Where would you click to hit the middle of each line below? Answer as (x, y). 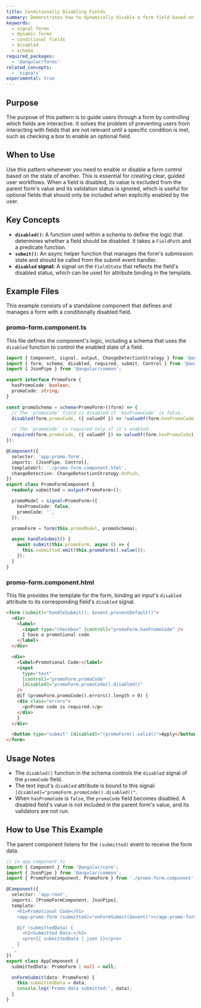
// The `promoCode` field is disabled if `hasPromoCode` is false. (98, 413)
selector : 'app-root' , (40, 895)
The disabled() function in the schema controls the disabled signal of (101, 773)
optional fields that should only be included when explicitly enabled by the (98, 194)
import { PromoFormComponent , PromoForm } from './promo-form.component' (100, 878)
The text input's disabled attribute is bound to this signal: (85, 786)
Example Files (33, 291)
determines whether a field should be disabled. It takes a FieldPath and (103, 240)
